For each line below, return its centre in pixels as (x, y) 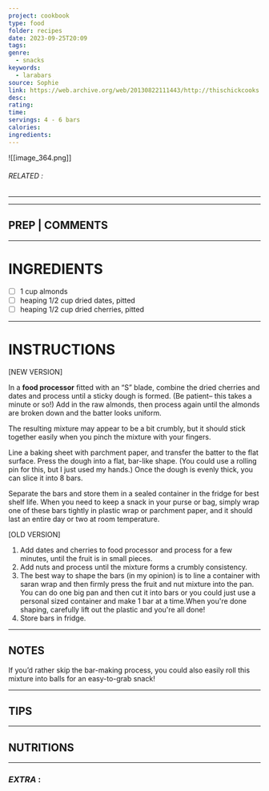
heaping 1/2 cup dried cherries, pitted (82, 309)
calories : (25, 127)
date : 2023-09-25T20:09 (48, 38)
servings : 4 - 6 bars (44, 120)
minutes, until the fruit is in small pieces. (86, 558)
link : (17, 90)
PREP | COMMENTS (58, 225)
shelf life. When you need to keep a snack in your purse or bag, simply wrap (134, 502)
